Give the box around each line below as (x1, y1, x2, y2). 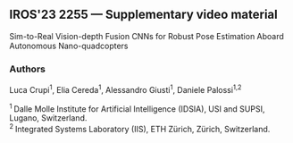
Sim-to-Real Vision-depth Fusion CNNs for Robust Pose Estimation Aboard (9, 30, 284, 41)
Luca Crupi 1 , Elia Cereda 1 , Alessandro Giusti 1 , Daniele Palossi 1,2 (9, 83, 242, 95)
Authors (9, 63, 46, 75)
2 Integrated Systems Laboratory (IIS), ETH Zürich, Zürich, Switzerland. (9, 122, 271, 135)
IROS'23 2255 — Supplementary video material (9, 7, 279, 22)
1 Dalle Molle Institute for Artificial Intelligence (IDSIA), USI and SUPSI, (9, 102, 265, 114)
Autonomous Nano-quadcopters (9, 40, 129, 51)
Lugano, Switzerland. (9, 113, 88, 123)
